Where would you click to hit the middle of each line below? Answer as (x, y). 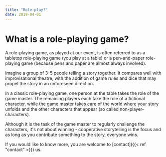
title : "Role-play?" (27, 10)
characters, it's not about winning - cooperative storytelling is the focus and (83, 130)
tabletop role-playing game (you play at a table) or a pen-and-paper (75, 58)
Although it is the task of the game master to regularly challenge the (75, 124)
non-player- (132, 109)
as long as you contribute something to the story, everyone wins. (72, 135)
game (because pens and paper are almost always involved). (84, 63)
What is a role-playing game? (67, 39)
